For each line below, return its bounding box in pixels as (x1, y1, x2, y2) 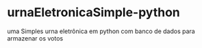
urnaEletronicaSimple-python (7, 5, 180, 20)
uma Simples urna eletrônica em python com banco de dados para (7, 27, 195, 35)
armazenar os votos (7, 34, 64, 42)
